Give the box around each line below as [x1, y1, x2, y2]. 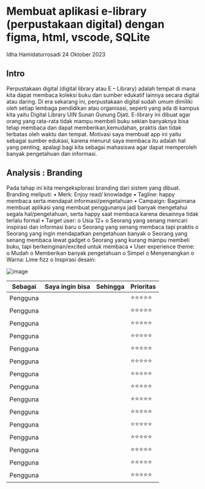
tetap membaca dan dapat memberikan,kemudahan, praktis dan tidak [6, 124, 182, 131]
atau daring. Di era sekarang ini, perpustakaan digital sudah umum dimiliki [6, 98, 193, 105]
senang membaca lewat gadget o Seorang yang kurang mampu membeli [6, 236, 190, 244]
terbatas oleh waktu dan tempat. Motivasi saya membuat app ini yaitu [6, 130, 182, 137]
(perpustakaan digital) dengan [6, 17, 165, 31]
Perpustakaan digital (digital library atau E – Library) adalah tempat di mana [6, 85, 196, 92]
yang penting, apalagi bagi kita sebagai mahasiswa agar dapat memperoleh [6, 143, 197, 151]
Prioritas [130, 282, 156, 291]
